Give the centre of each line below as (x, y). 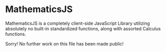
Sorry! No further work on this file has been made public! (64, 43)
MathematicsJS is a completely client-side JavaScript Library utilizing (77, 23)
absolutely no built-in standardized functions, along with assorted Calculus (83, 28)
